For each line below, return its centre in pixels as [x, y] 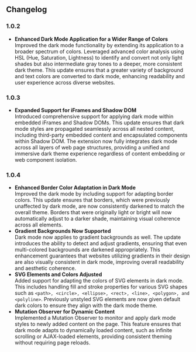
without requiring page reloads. [52, 343]
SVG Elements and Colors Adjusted [58, 274]
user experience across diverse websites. [65, 82]
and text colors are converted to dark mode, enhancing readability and [100, 76]
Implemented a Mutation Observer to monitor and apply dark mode [95, 318]
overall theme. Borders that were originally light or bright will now [93, 212]
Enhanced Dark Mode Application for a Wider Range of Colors [91, 39]
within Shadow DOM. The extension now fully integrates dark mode [96, 141]
